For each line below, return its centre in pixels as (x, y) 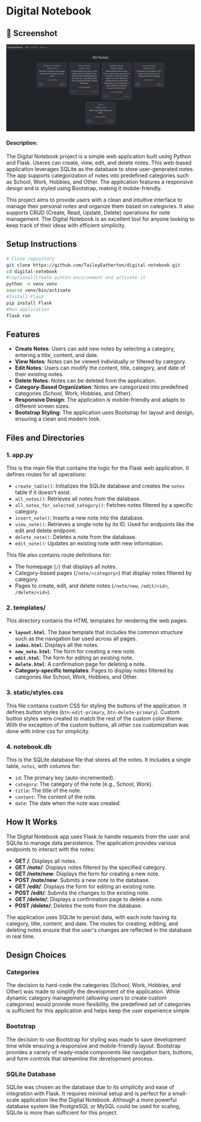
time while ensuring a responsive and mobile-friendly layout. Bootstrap (94, 1046)
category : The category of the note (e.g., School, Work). (84, 784)
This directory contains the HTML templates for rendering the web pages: (97, 621)
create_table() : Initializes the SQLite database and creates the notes (100, 486)
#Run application (28, 309)
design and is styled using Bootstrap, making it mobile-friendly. (84, 188)
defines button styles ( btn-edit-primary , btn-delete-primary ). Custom (93, 712)
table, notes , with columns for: (43, 766)
